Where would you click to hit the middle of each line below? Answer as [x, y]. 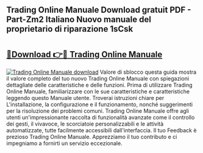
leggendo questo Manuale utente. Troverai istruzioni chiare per [85, 98]
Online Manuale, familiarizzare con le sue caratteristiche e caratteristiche [98, 91]
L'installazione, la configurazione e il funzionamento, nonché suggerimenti [100, 104]
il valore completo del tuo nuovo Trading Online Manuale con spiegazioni [98, 78]
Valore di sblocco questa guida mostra [148, 72]
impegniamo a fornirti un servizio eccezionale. [65, 143]
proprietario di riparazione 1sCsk [70, 29]
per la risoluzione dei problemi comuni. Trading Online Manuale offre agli [98, 111]
